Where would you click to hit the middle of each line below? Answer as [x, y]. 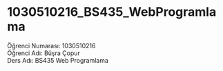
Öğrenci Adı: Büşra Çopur [44, 53]
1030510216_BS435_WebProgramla [112, 12]
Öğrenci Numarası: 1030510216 [51, 45]
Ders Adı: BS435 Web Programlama [58, 60]
